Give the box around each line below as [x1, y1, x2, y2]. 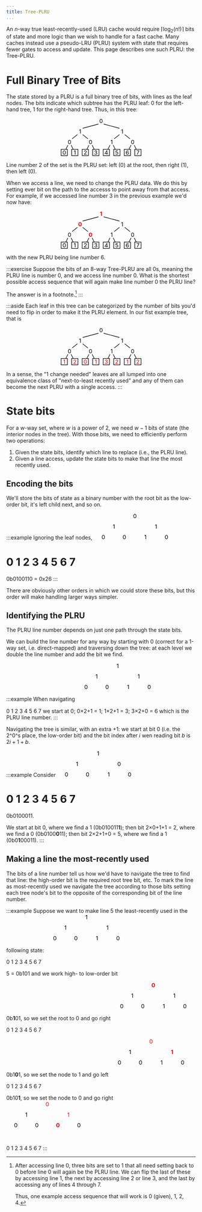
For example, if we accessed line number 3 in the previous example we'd [6, 192, 187, 199]
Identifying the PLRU [6, 611, 85, 621]
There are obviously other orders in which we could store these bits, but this [6, 586, 195, 594]
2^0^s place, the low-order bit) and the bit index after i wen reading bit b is [6, 731, 191, 739]
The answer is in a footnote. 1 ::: [6, 290, 83, 298]
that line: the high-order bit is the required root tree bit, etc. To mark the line [6, 876, 194, 883]
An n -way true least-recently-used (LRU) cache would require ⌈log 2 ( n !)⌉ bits [6, 25, 195, 34]
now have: [6, 198, 32, 206]
